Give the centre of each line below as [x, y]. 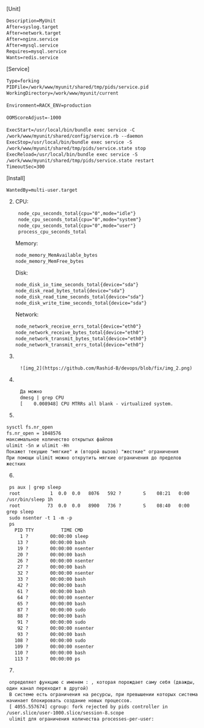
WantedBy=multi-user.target [42, 190]
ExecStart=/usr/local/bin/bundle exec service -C [71, 130]
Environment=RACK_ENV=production [49, 105]
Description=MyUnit [31, 21]
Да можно [31, 392]
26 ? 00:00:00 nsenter [56, 561]
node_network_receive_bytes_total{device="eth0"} [80, 333]
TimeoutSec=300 [26, 167]
